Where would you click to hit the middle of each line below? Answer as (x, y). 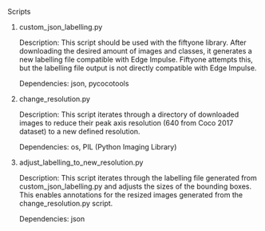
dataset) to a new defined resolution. (79, 131)
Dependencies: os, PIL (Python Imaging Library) (98, 147)
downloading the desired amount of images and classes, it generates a (135, 51)
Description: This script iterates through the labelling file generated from (138, 178)
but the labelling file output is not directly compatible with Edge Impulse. (138, 68)
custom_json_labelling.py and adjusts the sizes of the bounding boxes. (135, 186)
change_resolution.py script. (66, 203)
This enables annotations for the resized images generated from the (131, 195)
